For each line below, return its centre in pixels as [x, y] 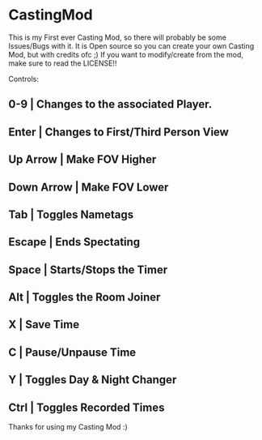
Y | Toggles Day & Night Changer [93, 380]
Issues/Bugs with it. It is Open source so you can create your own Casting [131, 45]
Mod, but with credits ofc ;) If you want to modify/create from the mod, [126, 54]
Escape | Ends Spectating [74, 242]
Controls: [23, 79]
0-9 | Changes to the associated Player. [110, 104]
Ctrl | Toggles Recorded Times [87, 407]
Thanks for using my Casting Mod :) [68, 427]
